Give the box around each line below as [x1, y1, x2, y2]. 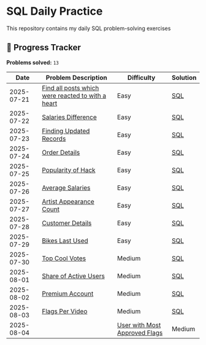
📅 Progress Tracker [6, 42, 82, 53]
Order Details [42, 148, 80, 157]
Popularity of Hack [42, 166, 96, 174]
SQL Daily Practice [6, 4, 103, 18]
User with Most [117, 320, 161, 329]
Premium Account [42, 289, 94, 298]
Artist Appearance [42, 197, 95, 206]
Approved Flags [117, 328, 163, 337]
